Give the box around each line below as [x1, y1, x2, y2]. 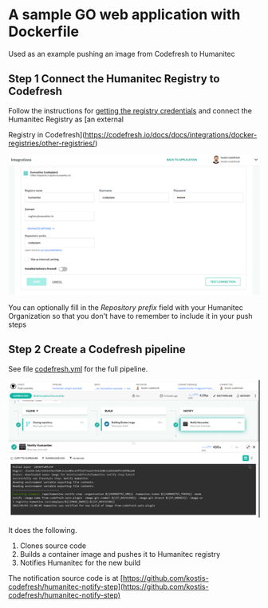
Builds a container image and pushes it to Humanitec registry [19, 549, 221, 558]
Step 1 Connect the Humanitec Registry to [8, 72, 220, 85]
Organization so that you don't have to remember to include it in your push [8, 311, 253, 320]
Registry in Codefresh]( [8, 129, 85, 139]
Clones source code [19, 541, 86, 550]
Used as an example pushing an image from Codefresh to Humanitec [8, 49, 235, 58]
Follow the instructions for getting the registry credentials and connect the [8, 105, 253, 115]
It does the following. [8, 525, 77, 534]
